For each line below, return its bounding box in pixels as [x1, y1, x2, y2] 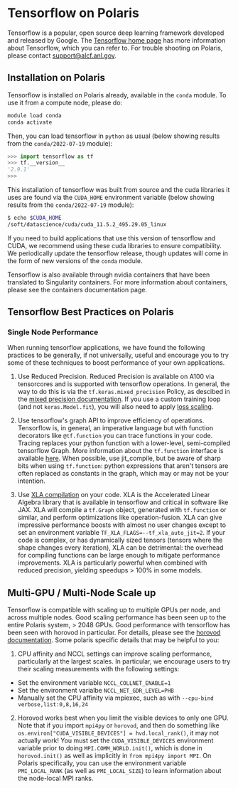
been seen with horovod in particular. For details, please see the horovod [7, 628, 221, 637]
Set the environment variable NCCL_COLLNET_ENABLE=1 [17, 678, 171, 687]
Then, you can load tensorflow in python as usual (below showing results [7, 132, 220, 140]
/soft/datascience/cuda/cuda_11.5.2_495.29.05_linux [7, 220, 167, 228]
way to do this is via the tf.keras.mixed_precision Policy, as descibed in [17, 388, 231, 396]
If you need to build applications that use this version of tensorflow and [7, 233, 216, 243]
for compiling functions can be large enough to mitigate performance [17, 551, 220, 560]
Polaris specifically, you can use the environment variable [17, 759, 187, 767]
